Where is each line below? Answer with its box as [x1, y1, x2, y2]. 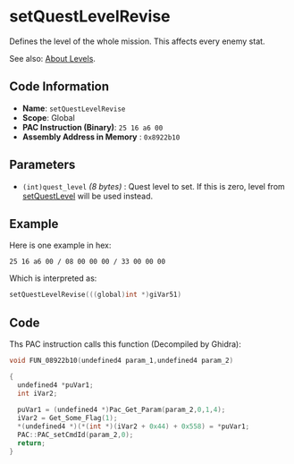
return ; [17, 438, 46, 448]
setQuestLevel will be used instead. [21, 190, 154, 201]
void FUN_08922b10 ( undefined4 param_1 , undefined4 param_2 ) [9, 356, 234, 366]
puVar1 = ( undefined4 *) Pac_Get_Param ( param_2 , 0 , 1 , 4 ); [17, 405, 226, 415]
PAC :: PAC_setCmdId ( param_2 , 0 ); [17, 431, 134, 440]
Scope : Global [21, 112, 76, 122]
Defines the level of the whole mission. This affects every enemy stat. [9, 36, 265, 46]
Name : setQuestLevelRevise [21, 103, 126, 114]
